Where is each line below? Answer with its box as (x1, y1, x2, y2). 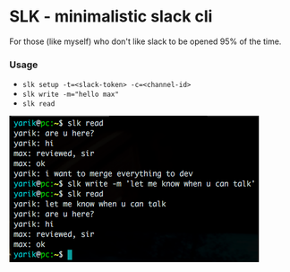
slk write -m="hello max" (21, 90, 119, 100)
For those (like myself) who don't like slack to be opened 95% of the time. (9, 36, 282, 47)
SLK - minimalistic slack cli (9, 6, 213, 27)
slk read (21, 100, 55, 109)
